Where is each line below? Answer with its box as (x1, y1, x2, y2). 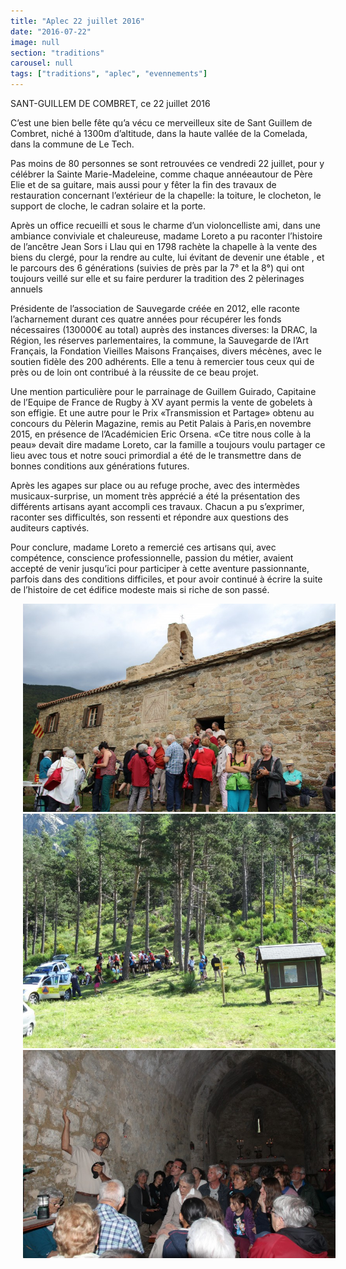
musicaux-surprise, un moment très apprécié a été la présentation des (10, 490, 301, 502)
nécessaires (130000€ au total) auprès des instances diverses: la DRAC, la (10, 324, 318, 335)
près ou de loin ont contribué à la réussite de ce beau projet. (10, 366, 260, 378)
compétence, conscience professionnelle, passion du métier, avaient (10, 552, 294, 564)
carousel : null (10, 58, 74, 69)
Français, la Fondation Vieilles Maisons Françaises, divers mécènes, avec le (10, 345, 322, 357)
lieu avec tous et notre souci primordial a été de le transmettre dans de (10, 450, 302, 461)
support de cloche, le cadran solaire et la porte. (10, 200, 207, 212)
